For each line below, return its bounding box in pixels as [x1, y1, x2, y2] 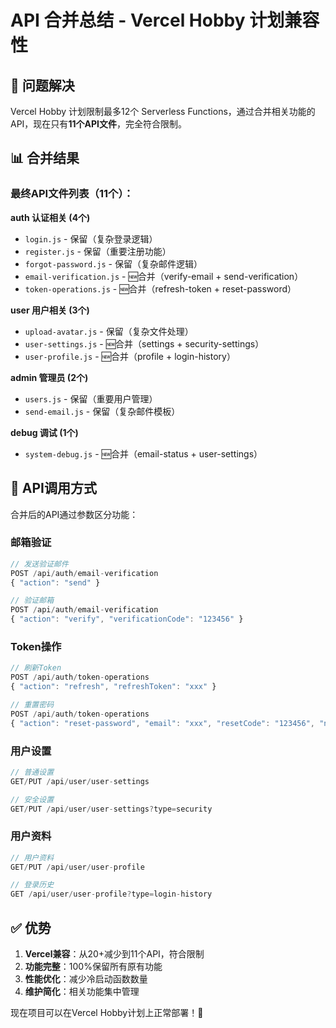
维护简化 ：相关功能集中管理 [24, 986, 140, 997]
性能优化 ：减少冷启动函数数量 [24, 973, 148, 985]
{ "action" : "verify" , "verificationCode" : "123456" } [10, 614, 244, 625]
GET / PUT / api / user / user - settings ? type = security [10, 804, 213, 814]
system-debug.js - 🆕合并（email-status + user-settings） [24, 447, 263, 460]
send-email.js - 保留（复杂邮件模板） [24, 405, 181, 417]
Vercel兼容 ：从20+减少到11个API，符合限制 [24, 948, 205, 960]
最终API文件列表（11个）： [10, 187, 134, 201]
